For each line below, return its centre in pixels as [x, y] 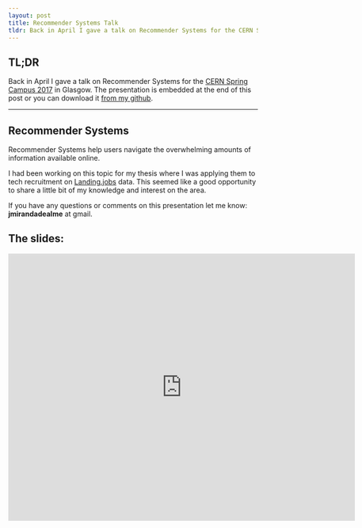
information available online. [54, 158]
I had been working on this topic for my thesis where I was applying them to [132, 173]
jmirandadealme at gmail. [50, 214]
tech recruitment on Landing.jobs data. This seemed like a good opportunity [132, 182]
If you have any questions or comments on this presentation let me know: [128, 205]
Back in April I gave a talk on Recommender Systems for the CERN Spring [128, 82]
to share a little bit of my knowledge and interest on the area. [107, 190]
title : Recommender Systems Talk [63, 23]
